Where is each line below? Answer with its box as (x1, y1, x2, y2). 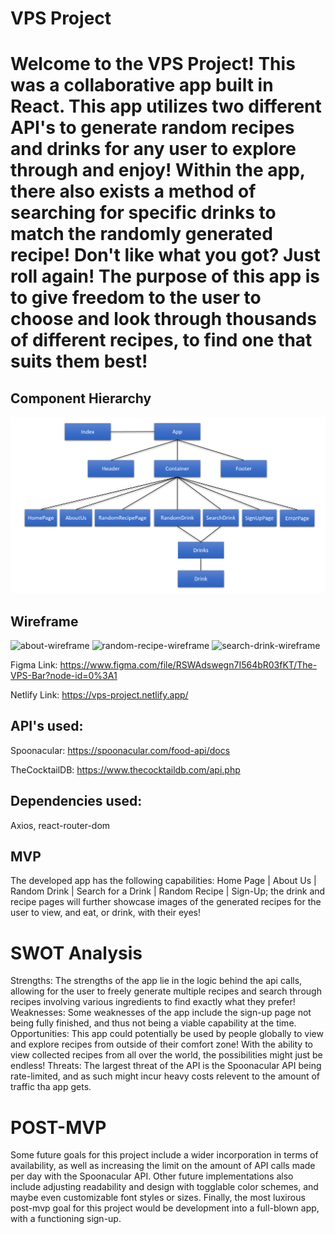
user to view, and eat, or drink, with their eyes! (10, 907, 201, 919)
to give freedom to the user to (10, 287, 262, 309)
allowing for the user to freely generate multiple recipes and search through (10, 985, 322, 997)
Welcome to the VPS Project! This (10, 53, 296, 76)
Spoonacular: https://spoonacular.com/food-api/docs (10, 744, 231, 756)
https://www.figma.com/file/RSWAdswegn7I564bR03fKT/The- (59, 659, 318, 671)
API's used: (10, 718, 84, 735)
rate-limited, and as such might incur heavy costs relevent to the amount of (10, 1070, 321, 1082)
